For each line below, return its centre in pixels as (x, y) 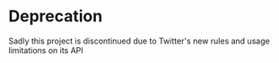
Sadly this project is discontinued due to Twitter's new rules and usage (139, 41)
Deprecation (56, 16)
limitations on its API (46, 50)
